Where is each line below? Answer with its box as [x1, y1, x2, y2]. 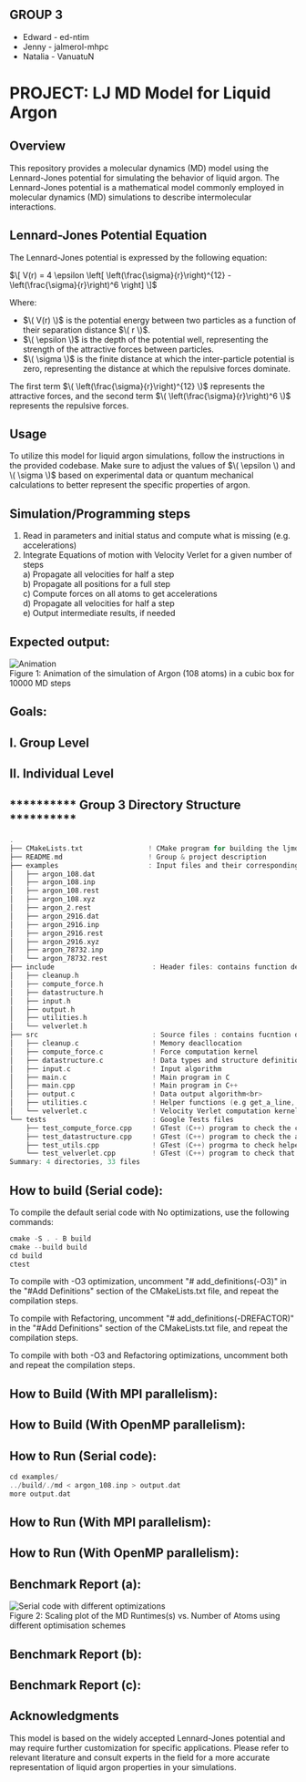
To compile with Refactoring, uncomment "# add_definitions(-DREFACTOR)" [9, 1313, 294, 1324]
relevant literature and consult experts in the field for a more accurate [9, 1752, 270, 1763]
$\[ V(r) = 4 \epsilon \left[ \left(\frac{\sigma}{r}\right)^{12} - [9, 269, 232, 281]
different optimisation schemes [9, 1620, 126, 1631]
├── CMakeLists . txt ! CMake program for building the [9, 843, 280, 853]
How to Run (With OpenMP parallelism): [9, 1545, 240, 1561]
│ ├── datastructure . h [9, 988, 104, 997]
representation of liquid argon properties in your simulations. [9, 1761, 237, 1772]
